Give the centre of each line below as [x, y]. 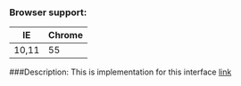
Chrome [65, 35]
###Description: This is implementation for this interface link [120, 72]
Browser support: [48, 12]
